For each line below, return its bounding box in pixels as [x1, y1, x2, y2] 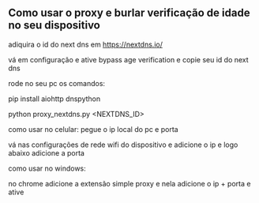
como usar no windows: [8, 164, 87, 173]
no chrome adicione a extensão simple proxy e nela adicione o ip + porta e [8, 179, 251, 188]
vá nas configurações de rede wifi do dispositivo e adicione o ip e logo [8, 140, 238, 149]
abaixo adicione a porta [8, 148, 85, 157]
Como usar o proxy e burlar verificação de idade [8, 6, 250, 20]
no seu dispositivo [8, 19, 100, 32]
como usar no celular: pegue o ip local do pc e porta [8, 124, 179, 133]
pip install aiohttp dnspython [8, 94, 101, 103]
